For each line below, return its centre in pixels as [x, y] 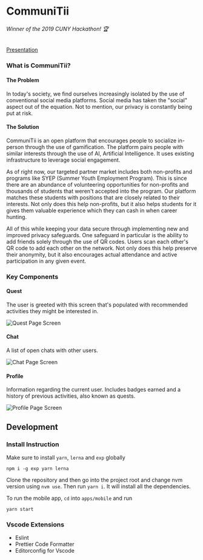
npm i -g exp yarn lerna [38, 468]
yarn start [20, 509]
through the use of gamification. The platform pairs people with [104, 147]
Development [32, 427]
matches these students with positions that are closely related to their [93, 197]
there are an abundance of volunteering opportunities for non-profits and [98, 184]
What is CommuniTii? [38, 66]
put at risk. [20, 113]
